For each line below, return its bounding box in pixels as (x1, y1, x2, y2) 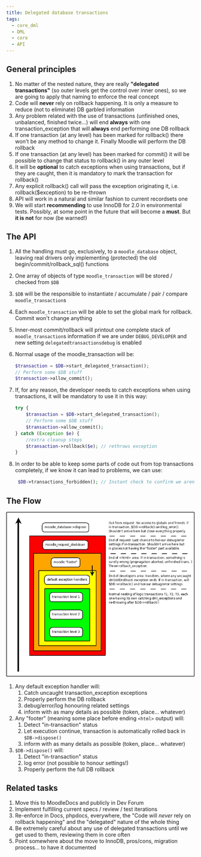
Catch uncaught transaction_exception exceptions (23, 689, 148, 696)
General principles (6, 64, 77, 74)
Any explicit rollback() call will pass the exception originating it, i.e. (14, 182, 179, 189)
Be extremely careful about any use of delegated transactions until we (14, 825, 188, 832)
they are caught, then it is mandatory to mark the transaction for (14, 169, 173, 177)
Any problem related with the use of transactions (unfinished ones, (14, 112, 179, 120)
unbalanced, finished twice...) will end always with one (14, 118, 151, 126)
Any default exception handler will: (14, 682, 100, 690)
